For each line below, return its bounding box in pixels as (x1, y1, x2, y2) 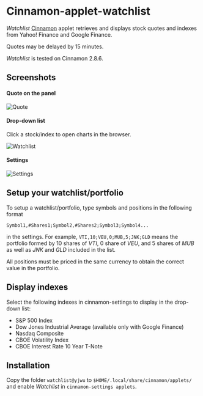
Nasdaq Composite (15, 329, 64, 337)
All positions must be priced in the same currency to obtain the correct (6, 258, 185, 265)
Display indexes (6, 282, 68, 293)
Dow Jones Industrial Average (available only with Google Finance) (15, 323, 184, 331)
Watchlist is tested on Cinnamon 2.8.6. (6, 54, 103, 62)
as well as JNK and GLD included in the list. (6, 246, 116, 253)
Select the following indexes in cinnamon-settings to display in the (6, 298, 174, 306)
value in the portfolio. (6, 264, 60, 271)
